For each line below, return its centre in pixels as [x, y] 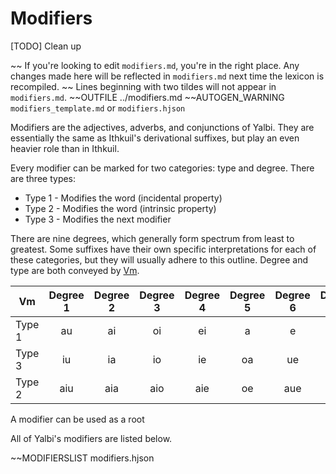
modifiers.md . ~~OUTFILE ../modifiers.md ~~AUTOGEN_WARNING [147, 97]
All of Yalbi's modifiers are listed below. [91, 438]
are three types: [43, 178]
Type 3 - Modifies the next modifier [98, 219]
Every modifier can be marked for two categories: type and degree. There [162, 168]
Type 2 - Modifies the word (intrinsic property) [120, 208]
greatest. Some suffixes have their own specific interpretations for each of [163, 249]
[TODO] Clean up [46, 46]
